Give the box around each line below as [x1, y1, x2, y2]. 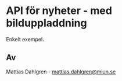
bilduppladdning [6, 16, 87, 30]
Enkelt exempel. [6, 36, 45, 43]
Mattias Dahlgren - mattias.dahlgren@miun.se [6, 68, 116, 75]
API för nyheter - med [6, 4, 112, 17]
